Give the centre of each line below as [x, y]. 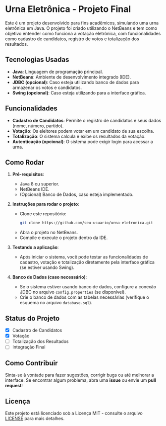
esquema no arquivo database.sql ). [56, 303]
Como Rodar [25, 162]
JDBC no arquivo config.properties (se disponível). [73, 292]
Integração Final [29, 347]
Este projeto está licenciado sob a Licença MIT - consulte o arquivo [74, 413]
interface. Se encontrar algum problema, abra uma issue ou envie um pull [81, 380]
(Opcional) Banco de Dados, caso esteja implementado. [77, 194]
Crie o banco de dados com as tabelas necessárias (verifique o [84, 297]
